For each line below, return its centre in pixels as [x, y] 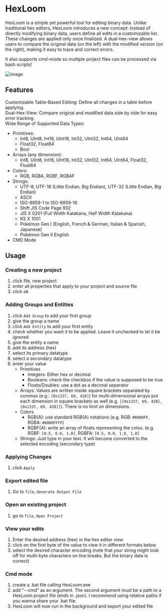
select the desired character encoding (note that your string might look [86, 550]
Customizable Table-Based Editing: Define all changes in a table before [79, 102]
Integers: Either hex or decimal [59, 374]
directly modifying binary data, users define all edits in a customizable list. [82, 33]
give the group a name [36, 321]
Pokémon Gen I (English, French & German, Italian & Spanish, [83, 224]
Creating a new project [33, 270]
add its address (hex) [34, 348]
